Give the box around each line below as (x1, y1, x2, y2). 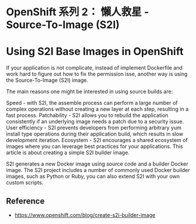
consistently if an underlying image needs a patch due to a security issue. (6, 118, 184, 125)
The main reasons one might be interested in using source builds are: (6, 88, 173, 95)
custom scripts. (6, 179, 44, 186)
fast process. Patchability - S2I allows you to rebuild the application (6, 112, 169, 119)
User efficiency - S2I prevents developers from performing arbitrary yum (6, 124, 182, 132)
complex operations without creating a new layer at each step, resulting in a (6, 106, 189, 113)
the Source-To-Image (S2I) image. (6, 77, 89, 84)
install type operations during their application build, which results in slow (6, 130, 184, 137)
